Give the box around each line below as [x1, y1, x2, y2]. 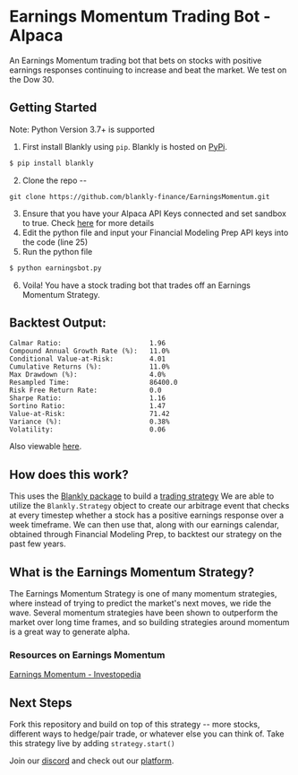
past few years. [9, 538, 67, 549]
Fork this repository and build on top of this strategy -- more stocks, [9, 719, 260, 730]
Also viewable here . [9, 441, 82, 452]
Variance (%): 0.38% [9, 417, 170, 427]
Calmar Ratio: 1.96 [9, 339, 166, 348]
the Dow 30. [9, 74, 55, 84]
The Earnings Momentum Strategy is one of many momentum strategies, [9, 588, 277, 598]
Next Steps [9, 695, 72, 710]
